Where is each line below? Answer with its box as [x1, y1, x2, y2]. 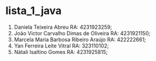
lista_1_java [5, 4, 62, 18]
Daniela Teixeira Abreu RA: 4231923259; [13, 23, 113, 30]
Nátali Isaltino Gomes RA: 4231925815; [13, 48, 108, 55]
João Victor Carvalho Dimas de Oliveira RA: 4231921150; [13, 29, 151, 36]
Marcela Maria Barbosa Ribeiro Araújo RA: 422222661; [13, 36, 146, 43]
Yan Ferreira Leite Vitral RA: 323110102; [13, 42, 109, 49]
